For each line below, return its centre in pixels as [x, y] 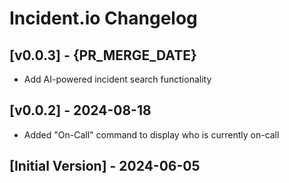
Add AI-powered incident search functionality [117, 79]
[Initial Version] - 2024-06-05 [105, 166]
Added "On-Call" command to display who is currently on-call [151, 134]
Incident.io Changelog [103, 18]
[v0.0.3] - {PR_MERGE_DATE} [103, 55]
